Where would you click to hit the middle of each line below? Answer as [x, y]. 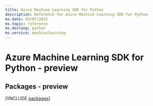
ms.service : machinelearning [35, 33]
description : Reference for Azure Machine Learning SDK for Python [77, 14]
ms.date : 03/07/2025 [27, 19]
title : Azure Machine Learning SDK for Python [54, 10]
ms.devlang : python [25, 28]
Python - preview [42, 68]
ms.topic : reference [27, 24]
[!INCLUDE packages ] [28, 98]
